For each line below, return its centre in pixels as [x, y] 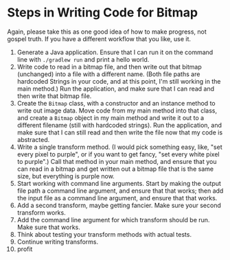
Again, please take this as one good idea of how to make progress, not [107, 32]
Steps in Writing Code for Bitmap [102, 13]
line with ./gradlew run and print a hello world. [83, 59]
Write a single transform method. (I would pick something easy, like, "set [119, 147]
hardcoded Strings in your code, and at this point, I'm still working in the [119, 81]
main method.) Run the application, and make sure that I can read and [116, 88]
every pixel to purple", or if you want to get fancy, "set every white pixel [118, 154]
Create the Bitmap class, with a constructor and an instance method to [116, 103]
